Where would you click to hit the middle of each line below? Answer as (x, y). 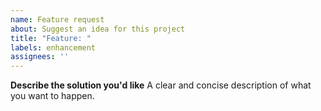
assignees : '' (40, 57)
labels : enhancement (53, 47)
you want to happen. (52, 96)
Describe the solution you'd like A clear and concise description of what (161, 85)
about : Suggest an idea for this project (98, 29)
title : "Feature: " (51, 38)
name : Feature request (57, 19)
